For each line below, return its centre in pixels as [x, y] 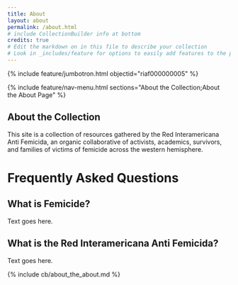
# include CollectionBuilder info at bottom [74, 34]
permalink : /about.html [42, 27]
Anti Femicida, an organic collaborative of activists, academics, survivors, [115, 142]
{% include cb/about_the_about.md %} [64, 274]
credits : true [28, 40]
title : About [27, 14]
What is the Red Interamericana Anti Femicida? [113, 244]
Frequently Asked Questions [93, 178]
